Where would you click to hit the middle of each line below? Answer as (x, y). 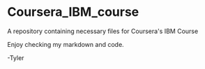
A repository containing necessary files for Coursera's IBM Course (103, 31)
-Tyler (16, 58)
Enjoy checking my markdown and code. (66, 44)
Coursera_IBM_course (73, 12)
